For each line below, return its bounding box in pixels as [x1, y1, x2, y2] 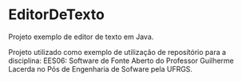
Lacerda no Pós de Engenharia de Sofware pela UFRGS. [8, 64, 193, 73]
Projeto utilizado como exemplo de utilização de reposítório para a [8, 47, 226, 57]
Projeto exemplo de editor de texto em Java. [8, 32, 154, 41]
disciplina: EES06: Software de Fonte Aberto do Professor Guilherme [8, 56, 234, 65]
